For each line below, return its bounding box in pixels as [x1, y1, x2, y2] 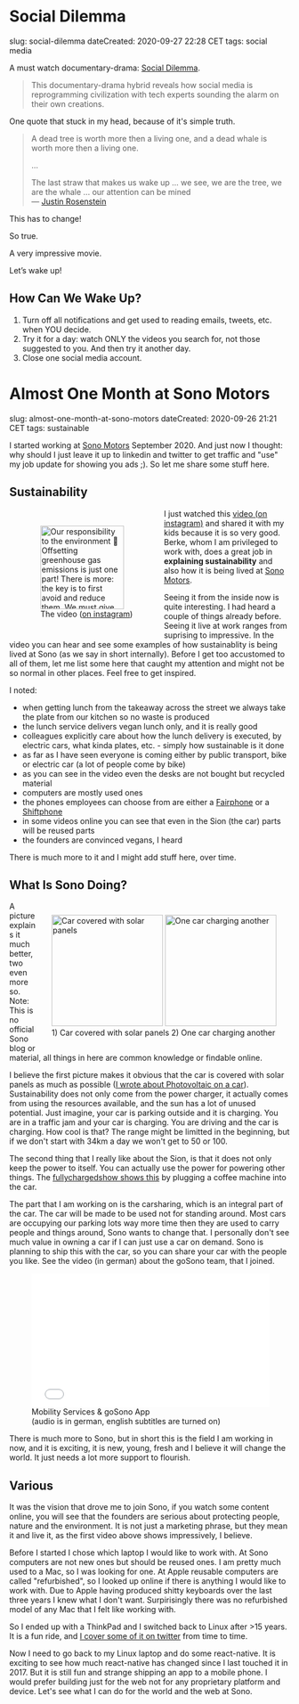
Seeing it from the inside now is [163, 591, 279, 602]
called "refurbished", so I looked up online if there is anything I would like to [9, 1576, 287, 1586]
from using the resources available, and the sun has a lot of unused [9, 1098, 256, 1109]
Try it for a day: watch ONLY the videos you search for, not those [21, 333, 261, 344]
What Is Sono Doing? [9, 877, 127, 893]
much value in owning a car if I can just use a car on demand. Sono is [9, 1236, 264, 1248]
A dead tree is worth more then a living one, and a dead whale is [30, 133, 268, 143]
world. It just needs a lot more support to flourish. [9, 1452, 191, 1463]
